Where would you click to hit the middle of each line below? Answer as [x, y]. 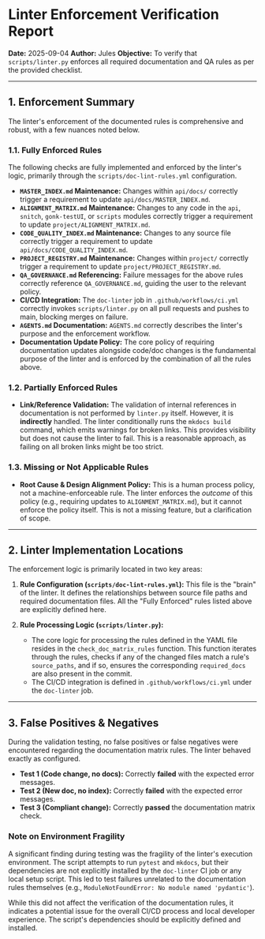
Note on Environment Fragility [67, 836]
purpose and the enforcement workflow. [85, 334]
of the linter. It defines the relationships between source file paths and [133, 593]
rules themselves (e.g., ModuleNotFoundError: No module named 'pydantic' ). [131, 887]
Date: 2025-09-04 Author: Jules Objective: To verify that [103, 53]
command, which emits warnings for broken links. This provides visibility [138, 430]
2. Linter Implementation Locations [96, 550]
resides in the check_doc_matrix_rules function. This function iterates [144, 648]
